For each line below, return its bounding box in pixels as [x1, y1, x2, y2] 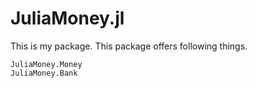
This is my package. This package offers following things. [10, 40, 248, 52]
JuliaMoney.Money [10, 59, 83, 69]
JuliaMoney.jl [10, 7, 125, 30]
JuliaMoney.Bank [10, 68, 78, 78]
